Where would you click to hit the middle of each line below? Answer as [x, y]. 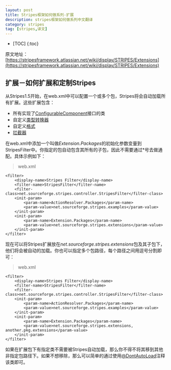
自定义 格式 [24, 126]
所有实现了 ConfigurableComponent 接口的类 [59, 113]
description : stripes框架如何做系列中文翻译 [49, 19]
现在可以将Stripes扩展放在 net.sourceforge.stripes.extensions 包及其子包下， [85, 244]
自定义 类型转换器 [31, 119]
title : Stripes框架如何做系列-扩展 [40, 15]
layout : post [19, 10]
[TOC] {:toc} [26, 43]
